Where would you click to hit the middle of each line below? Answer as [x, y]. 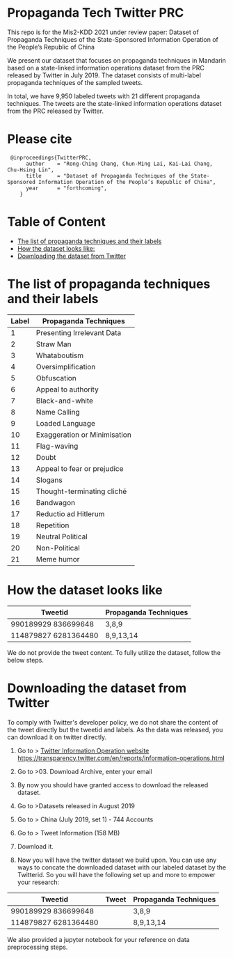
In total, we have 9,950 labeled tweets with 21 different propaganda [104, 96]
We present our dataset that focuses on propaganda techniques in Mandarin [116, 60]
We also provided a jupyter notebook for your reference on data [98, 939]
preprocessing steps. [38, 947]
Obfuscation [56, 378]
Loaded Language [66, 423]
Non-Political [58, 548]
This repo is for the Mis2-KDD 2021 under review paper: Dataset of [103, 32]
